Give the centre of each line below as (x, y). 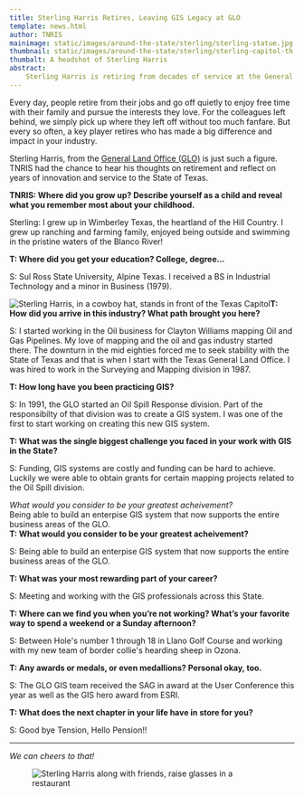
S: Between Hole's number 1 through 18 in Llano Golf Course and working (146, 640)
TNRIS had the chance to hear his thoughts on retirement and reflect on (142, 167)
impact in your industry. (53, 140)
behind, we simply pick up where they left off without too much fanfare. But (150, 121)
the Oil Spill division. (47, 487)
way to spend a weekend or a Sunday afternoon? (103, 623)
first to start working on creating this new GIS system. (109, 423)
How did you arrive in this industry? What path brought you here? (135, 313)
